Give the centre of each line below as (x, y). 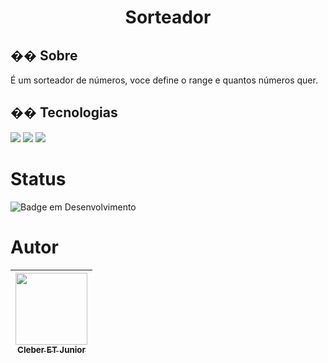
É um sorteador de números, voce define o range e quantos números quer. (164, 80)
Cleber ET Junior (51, 349)
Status (38, 179)
